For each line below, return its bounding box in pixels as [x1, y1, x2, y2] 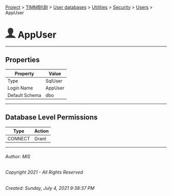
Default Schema [7, 92, 41, 98]
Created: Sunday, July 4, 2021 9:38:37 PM [5, 185, 95, 191]
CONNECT [7, 135, 30, 141]
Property [14, 70, 34, 77]
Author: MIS [5, 153, 31, 159]
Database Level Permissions [5, 113, 98, 122]
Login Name [7, 85, 33, 91]
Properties [5, 55, 40, 64]
